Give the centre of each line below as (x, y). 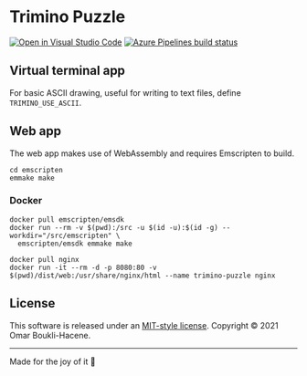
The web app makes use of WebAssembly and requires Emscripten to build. (152, 153)
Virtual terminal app (68, 71)
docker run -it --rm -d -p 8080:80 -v (83, 267)
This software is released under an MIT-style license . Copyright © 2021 (144, 325)
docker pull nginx (44, 259)
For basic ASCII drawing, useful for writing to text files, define (126, 92)
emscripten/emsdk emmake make (75, 244)
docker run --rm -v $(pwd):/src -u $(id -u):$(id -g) (114, 227)
